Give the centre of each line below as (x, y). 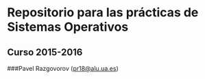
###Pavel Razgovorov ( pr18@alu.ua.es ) (63, 68)
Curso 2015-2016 (45, 52)
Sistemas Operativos (68, 27)
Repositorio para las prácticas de (103, 13)
